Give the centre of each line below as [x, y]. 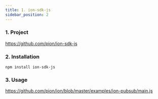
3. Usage [16, 80]
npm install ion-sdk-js [30, 67]
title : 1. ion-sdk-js [28, 10]
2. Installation [22, 56]
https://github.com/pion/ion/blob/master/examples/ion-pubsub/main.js [79, 91]
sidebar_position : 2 [27, 15]
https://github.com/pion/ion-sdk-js [41, 43]
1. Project [17, 32]
